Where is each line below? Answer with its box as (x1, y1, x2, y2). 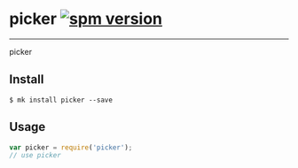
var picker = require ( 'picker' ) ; (9, 142, 133, 152)
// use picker (9, 151, 62, 160)
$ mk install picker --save (9, 95, 114, 104)
